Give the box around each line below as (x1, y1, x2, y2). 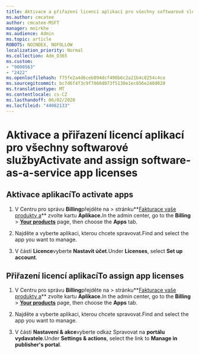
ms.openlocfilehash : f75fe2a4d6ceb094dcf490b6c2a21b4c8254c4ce (6, 75, 166, 81)
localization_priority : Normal (6, 48, 84, 53)
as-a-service (6, 166, 72, 179)
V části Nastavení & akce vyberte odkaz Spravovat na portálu (14, 328, 165, 336)
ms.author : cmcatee (6, 14, 54, 20)
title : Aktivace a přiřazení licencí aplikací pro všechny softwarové (6, 8, 184, 15)
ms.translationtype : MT (6, 86, 65, 92)
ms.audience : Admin (6, 31, 54, 37)
